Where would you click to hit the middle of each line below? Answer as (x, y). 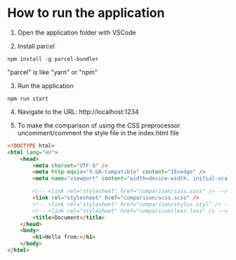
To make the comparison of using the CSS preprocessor (99, 125)
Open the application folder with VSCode (77, 32)
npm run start (28, 99)
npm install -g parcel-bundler (53, 59)
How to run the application (86, 13)
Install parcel (36, 46)
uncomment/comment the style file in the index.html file (98, 132)
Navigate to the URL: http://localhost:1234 (78, 111)
